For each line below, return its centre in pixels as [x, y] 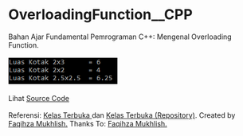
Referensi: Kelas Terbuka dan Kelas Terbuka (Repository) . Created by [122, 115]
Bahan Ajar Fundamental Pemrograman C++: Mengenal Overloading [120, 37]
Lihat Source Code [39, 98]
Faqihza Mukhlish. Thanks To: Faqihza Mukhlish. [88, 123]
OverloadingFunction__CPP [100, 15]
